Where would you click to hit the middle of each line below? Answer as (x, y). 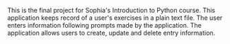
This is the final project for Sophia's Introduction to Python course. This (111, 10)
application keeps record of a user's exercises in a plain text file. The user (115, 18)
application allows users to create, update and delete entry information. (111, 33)
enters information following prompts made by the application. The (104, 25)
